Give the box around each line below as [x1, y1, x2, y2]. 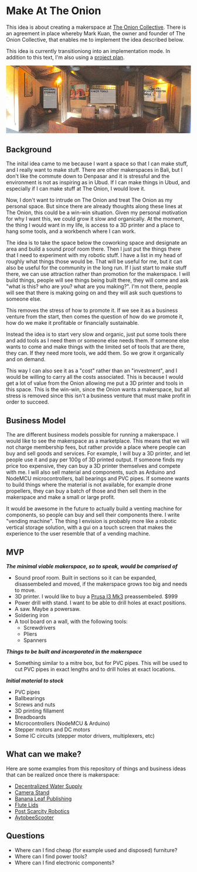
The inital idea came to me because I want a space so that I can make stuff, [6, 160, 188, 167]
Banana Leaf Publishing [14, 795, 72, 802]
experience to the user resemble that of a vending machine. [6, 530, 151, 537]
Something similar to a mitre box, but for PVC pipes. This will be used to [14, 660, 188, 667]
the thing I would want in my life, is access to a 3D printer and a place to [6, 222, 181, 229]
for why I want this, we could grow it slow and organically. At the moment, [6, 215, 185, 222]
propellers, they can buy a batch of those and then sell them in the [6, 487, 167, 495]
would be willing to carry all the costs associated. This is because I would [6, 374, 184, 381]
